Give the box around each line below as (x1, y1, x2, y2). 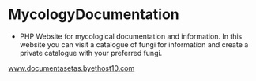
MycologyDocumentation (8, 6, 179, 24)
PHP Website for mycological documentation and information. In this (19, 31, 243, 41)
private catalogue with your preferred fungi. (19, 48, 163, 57)
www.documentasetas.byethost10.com (8, 63, 135, 72)
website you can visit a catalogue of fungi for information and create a (19, 39, 249, 49)
